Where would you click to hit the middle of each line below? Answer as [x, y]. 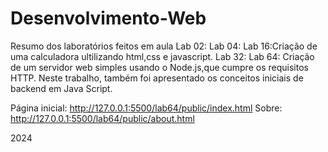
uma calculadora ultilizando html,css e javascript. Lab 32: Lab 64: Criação [162, 56]
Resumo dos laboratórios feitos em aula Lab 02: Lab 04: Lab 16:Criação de [164, 46]
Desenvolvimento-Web [108, 18]
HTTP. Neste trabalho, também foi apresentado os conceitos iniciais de [157, 78]
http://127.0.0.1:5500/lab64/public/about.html [102, 118]
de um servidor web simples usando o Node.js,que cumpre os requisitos [159, 67]
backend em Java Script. [61, 88]
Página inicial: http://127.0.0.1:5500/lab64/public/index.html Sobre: [146, 108]
